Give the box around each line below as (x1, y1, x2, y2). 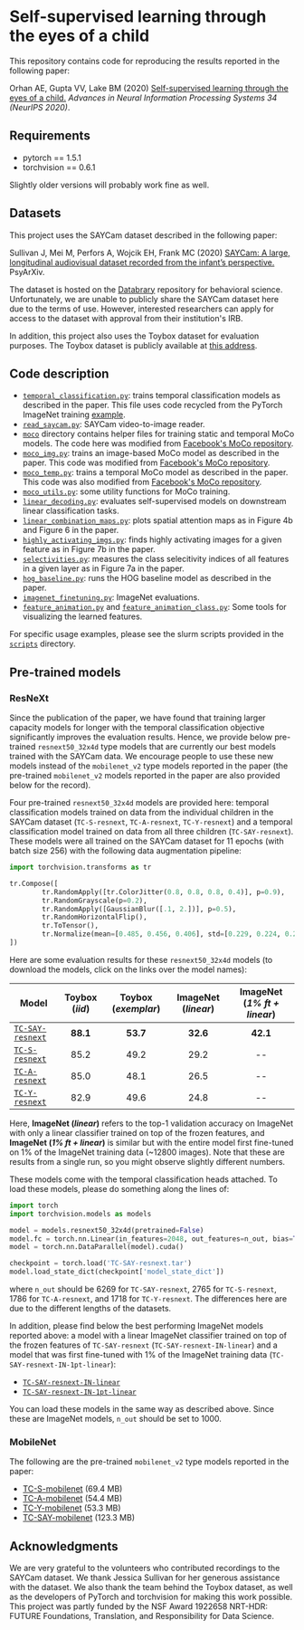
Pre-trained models (9, 664, 121, 680)
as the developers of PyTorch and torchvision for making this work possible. (9, 1591, 293, 1603)
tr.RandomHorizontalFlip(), (42, 912, 147, 922)
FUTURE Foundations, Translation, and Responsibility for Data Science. (9, 1611, 274, 1622)
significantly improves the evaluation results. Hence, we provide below (9, 731, 273, 743)
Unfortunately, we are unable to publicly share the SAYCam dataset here (9, 293, 279, 304)
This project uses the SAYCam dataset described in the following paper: (9, 229, 278, 241)
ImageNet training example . (22, 409, 127, 420)
